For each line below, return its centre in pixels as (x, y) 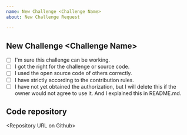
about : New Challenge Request (43, 17)
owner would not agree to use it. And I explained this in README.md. (98, 93)
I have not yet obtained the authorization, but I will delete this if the (95, 86)
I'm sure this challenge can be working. (62, 60)
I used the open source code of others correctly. (73, 73)
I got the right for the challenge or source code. (72, 67)
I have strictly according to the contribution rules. (74, 80)
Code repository (37, 112)
